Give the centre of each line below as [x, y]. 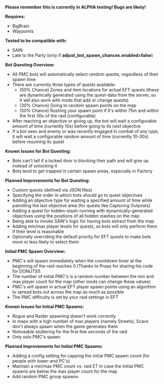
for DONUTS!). [27, 271]
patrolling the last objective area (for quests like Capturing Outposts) [81, 205]
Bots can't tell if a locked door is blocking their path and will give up [80, 160]
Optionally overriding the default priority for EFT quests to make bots [82, 237]
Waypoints [23, 31]
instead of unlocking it [35, 166]
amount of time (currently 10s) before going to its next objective [76, 126]
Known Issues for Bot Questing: [38, 151]
